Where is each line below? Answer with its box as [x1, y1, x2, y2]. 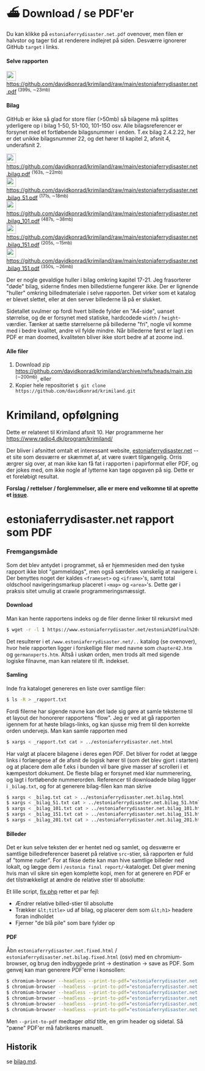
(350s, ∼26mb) [40, 263, 73, 269]
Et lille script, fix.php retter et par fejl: [6, 888, 99, 896]
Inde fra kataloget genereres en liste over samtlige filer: [6, 684, 146, 692]
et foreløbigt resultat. [6, 473, 59, 480]
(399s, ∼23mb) [18, 87, 51, 93]
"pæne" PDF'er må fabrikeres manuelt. [6, 1024, 104, 1031]
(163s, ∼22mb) [31, 169, 63, 175]
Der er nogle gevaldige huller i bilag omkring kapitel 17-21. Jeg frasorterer [6, 276, 192, 283]
